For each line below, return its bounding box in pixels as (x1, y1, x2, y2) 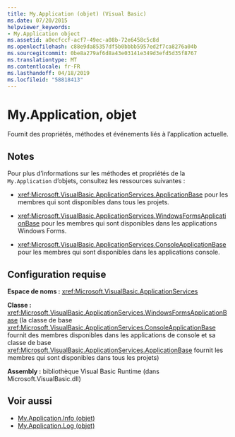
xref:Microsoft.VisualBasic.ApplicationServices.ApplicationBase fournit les (7, 346, 224, 354)
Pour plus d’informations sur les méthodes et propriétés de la (7, 169, 186, 177)
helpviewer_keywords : (7, 23, 71, 30)
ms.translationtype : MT (7, 57, 78, 64)
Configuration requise (7, 268, 107, 280)
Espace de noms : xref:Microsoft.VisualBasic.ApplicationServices (7, 287, 198, 296)
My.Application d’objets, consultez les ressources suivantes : (7, 177, 186, 185)
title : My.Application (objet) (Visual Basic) (7, 10, 147, 18)
